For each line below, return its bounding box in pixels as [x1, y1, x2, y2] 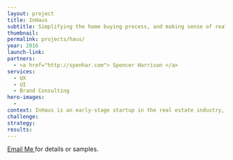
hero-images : [7, 94, 45, 101]
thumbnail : [7, 29, 39, 37]
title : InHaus [7, 17, 49, 24]
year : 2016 [7, 42, 39, 49]
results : [7, 126, 33, 133]
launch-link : [7, 49, 45, 56]
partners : [7, 55, 36, 62]
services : [7, 68, 36, 75]
